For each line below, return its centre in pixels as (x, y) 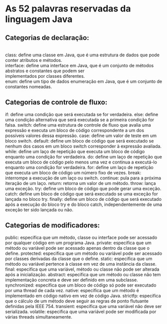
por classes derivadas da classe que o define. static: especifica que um (79, 258)
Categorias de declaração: (47, 38)
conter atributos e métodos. (34, 60)
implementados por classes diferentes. (45, 76)
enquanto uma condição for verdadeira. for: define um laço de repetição (79, 167)
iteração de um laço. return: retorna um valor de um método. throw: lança (81, 183)
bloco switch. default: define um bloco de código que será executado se (80, 141)
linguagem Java (39, 19)
